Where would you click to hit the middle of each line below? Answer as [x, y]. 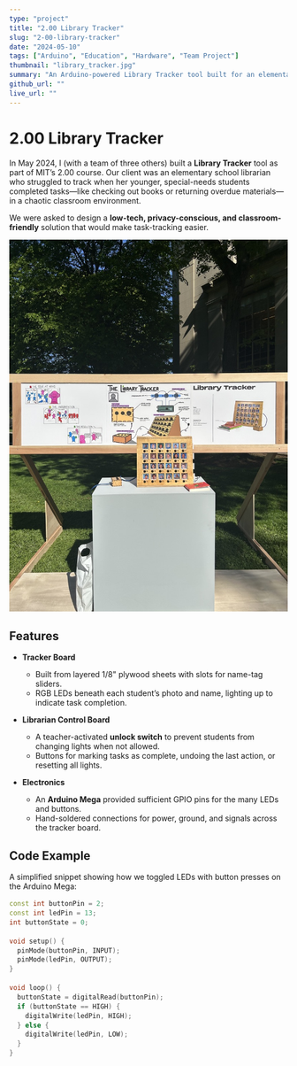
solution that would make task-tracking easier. [125, 227]
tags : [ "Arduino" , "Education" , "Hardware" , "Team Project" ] [124, 56]
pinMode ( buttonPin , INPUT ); [69, 950]
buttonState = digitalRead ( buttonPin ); [91, 997]
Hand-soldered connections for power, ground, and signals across [156, 818]
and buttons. [58, 809]
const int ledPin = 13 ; [53, 913]
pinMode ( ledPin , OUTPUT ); [65, 960]
